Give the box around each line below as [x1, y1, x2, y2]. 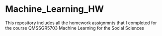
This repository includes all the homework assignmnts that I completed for [5, 20, 158, 26]
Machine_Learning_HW [5, 3, 104, 15]
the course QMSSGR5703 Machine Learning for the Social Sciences [5, 25, 144, 31]
